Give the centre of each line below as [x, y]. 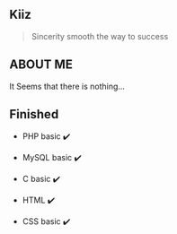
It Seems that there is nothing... [67, 86]
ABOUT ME [41, 65]
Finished [34, 114]
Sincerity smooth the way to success [100, 36]
